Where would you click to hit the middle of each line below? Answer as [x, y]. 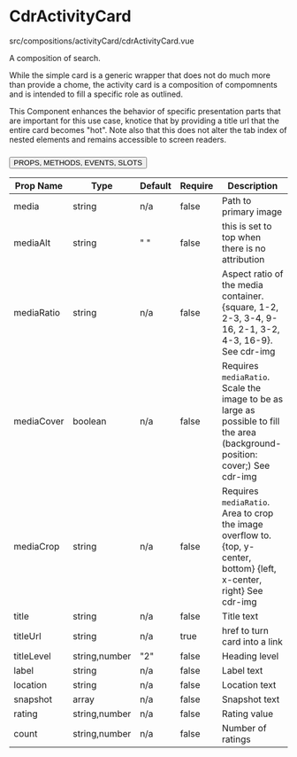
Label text [243, 671]
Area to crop [248, 513]
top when [242, 238]
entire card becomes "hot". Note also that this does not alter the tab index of [148, 129]
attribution [244, 260]
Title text [240, 616]
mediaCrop [37, 547]
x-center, [242, 580]
